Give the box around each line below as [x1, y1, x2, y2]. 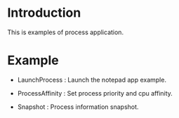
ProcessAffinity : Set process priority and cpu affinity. [17, 89, 173, 97]
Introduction [7, 5, 81, 21]
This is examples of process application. [7, 28, 124, 36]
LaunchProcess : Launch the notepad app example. [17, 75, 167, 84]
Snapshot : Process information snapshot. [17, 103, 139, 111]
